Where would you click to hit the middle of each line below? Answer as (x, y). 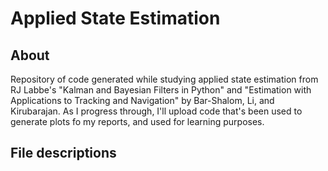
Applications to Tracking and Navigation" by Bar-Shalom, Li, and (142, 100)
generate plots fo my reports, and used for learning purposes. (137, 121)
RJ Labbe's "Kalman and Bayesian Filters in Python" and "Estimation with (161, 90)
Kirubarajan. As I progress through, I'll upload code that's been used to (156, 111)
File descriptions (63, 153)
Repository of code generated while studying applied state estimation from (164, 79)
